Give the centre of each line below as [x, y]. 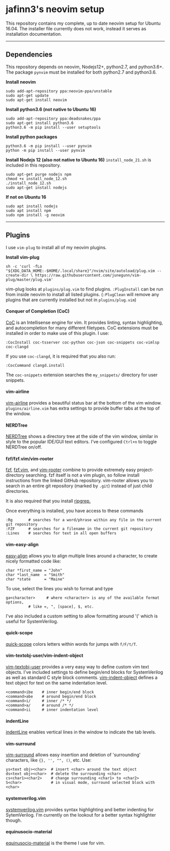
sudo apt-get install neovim [36, 100]
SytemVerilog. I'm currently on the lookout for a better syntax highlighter [81, 815]
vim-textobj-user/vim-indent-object [45, 656]
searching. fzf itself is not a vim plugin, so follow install [82, 475]
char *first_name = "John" [34, 570]
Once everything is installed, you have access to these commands [74, 511]
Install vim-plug [23, 257]
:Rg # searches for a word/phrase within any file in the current [84, 520]
